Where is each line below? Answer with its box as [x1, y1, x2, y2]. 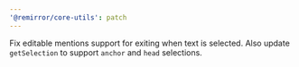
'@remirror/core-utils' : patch [9, 13, 127, 22]
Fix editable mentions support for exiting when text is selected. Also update [9, 38, 291, 48]
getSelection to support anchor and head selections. [9, 46, 203, 58]
